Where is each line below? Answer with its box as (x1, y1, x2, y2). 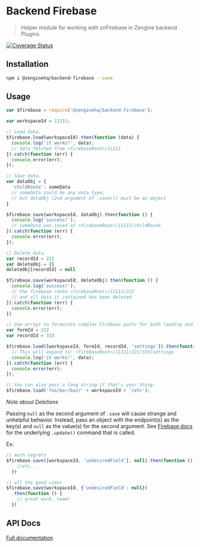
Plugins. (20, 30, 41, 37)
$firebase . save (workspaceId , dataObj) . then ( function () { (6, 211, 153, 217)
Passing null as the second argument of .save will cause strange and (6, 410, 177, 417)
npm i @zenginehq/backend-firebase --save (6, 75, 113, 81)
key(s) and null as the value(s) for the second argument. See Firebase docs (6, 423, 193, 430)
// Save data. (6, 173, 42, 179)
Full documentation (6, 534, 54, 541)
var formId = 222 (6, 327, 49, 333)
